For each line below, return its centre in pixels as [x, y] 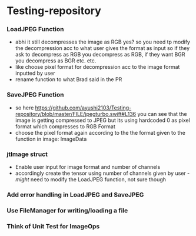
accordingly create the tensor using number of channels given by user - [102, 173]
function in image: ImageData [51, 139]
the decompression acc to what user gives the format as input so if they [102, 48]
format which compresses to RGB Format [65, 126]
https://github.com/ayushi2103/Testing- [83, 108]
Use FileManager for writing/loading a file [67, 210]
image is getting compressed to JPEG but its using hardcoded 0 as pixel [102, 120]
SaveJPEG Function [35, 95]
